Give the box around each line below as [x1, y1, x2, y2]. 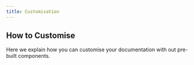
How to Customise [6, 31, 76, 41]
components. [18, 53, 50, 60]
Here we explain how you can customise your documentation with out [6, 46, 176, 53]
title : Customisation [6, 8, 60, 15]
